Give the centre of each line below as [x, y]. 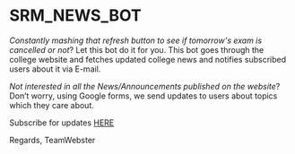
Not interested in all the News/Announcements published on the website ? [145, 86]
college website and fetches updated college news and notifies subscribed [148, 59]
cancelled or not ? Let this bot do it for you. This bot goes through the [137, 49]
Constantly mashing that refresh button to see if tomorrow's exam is [136, 40]
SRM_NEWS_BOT [75, 16]
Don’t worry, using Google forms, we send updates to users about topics [143, 96]
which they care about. [52, 105]
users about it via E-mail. [55, 69]
